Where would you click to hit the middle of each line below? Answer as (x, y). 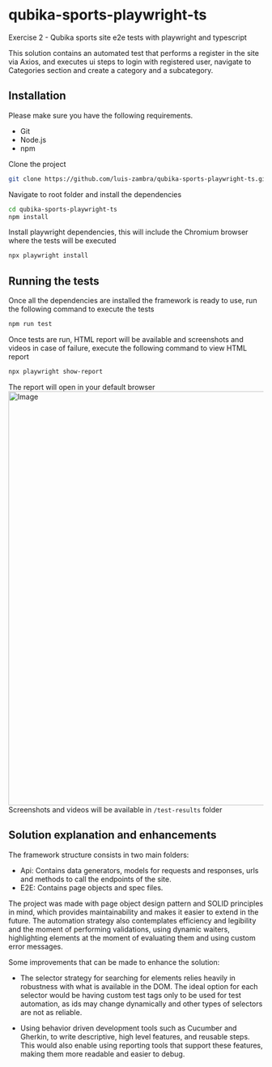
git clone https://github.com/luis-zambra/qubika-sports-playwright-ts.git (139, 179)
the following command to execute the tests (81, 309)
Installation (37, 96)
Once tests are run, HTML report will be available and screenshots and (126, 339)
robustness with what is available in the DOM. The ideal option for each (139, 986)
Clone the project (37, 164)
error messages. (36, 946)
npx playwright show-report (56, 371)
